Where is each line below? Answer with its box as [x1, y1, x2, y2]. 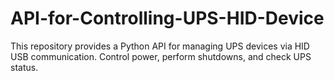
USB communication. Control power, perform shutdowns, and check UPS [10, 50, 312, 62]
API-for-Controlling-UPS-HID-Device [10, 7, 325, 30]
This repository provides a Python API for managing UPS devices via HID [10, 40, 310, 52]
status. [10, 61, 39, 73]
